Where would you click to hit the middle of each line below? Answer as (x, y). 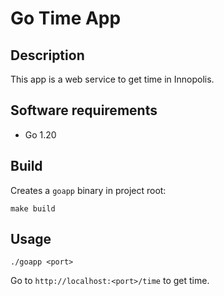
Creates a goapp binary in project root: (88, 190)
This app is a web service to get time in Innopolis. (112, 79)
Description (47, 55)
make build (33, 208)
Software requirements (84, 110)
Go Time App (66, 18)
